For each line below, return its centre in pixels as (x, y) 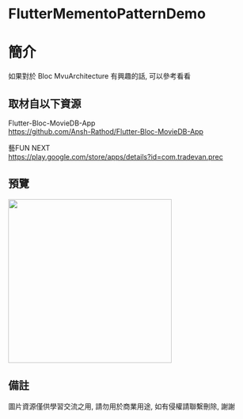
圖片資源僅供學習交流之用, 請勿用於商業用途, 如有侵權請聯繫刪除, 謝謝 (121, 406)
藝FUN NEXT (29, 148)
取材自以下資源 (45, 104)
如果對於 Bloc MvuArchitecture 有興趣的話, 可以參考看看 (100, 76)
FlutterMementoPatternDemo (107, 14)
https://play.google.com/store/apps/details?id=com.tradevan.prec (116, 156)
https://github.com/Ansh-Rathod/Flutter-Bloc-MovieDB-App (106, 131)
